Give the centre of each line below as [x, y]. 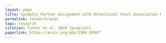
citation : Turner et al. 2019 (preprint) [48, 28]
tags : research [21, 23]
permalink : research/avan [32, 19]
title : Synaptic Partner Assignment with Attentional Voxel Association [82, 14]
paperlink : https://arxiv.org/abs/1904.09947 [53, 33]
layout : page [19, 10]
